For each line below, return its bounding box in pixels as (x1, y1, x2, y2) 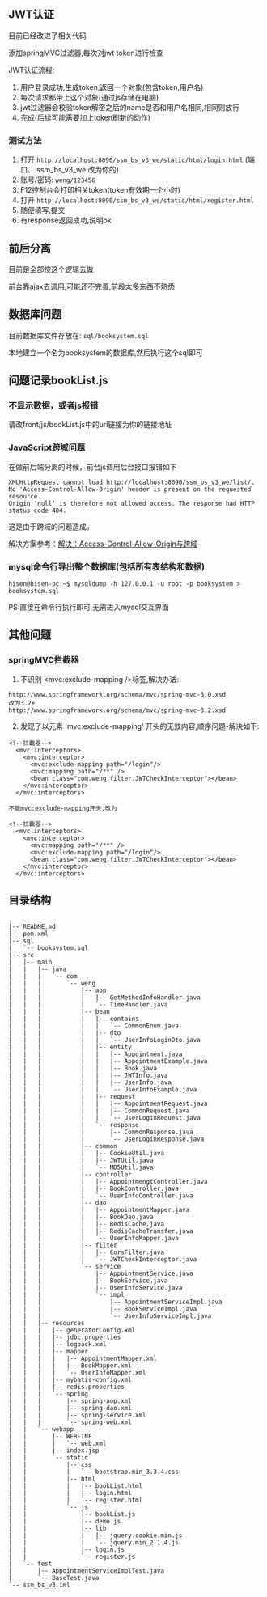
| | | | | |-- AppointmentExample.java (8, 1057, 208, 1065)
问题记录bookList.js (8, 374, 108, 388)
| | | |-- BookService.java (8, 1277, 168, 1285)
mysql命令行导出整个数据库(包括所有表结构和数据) (8, 561, 205, 572)
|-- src (8, 951, 35, 959)
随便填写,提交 (19, 205, 66, 215)
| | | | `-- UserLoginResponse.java (8, 1135, 205, 1143)
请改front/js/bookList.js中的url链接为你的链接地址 (8, 420, 172, 430)
